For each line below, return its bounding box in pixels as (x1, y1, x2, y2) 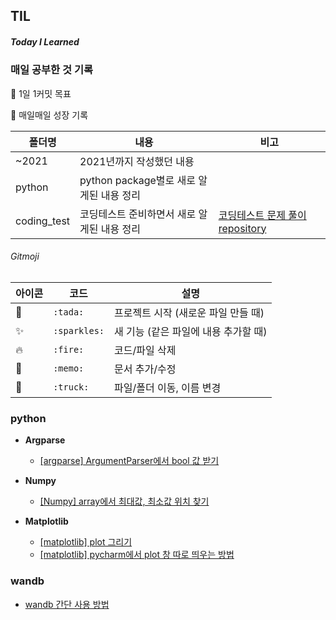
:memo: (53, 362, 85, 374)
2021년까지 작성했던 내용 (79, 154, 195, 168)
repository (218, 221, 267, 235)
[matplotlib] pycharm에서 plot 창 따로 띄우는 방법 (39, 549, 235, 561)
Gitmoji (10, 250, 40, 263)
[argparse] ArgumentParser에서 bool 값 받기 (39, 455, 220, 467)
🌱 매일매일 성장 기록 (10, 109, 89, 121)
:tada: (53, 306, 85, 318)
